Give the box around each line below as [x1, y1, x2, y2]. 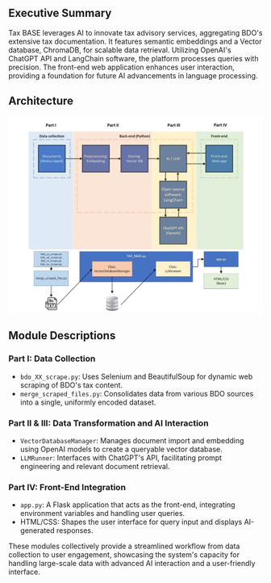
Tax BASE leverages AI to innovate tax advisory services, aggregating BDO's [8, 27, 263, 37]
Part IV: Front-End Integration [8, 481, 127, 493]
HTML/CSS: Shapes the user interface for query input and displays [19, 517, 243, 527]
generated [19, 526, 55, 535]
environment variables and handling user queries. [19, 509, 186, 518]
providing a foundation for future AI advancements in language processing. [8, 70, 258, 80]
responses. [56, 526, 94, 535]
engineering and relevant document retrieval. [19, 461, 170, 471]
